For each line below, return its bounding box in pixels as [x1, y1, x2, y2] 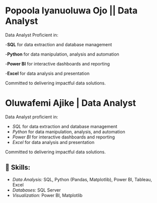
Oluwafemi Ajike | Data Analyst [5, 97, 136, 109]
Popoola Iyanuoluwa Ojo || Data [5, 5, 138, 16]
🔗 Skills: [5, 163, 31, 172]
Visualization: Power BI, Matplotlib [12, 192, 83, 198]
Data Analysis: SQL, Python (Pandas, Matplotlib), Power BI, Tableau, [12, 176, 153, 182]
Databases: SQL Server [12, 187, 61, 193]
